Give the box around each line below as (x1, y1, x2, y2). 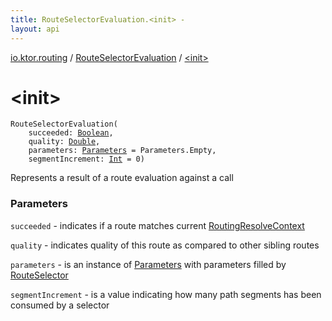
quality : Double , (28, 137, 101, 147)
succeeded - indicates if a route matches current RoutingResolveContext (10, 219, 305, 231)
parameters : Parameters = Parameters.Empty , (28, 146, 217, 156)
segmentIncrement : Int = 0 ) (28, 154, 145, 165)
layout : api (10, 24, 60, 34)
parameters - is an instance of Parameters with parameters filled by (10, 258, 287, 270)
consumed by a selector (10, 299, 110, 311)
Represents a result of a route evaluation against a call (10, 172, 234, 184)
